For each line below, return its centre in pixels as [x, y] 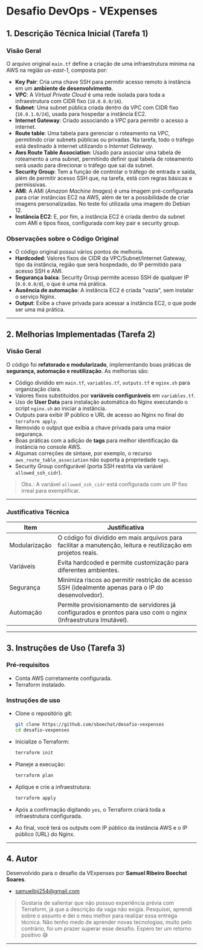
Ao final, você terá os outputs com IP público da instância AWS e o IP [101, 827]
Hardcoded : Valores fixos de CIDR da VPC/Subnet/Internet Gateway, [101, 258]
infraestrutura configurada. [49, 816]
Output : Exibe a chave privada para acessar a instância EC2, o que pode [105, 303]
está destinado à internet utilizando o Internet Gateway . [84, 146]
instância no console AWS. [48, 447]
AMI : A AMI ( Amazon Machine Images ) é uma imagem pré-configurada [104, 191]
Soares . [16, 879]
